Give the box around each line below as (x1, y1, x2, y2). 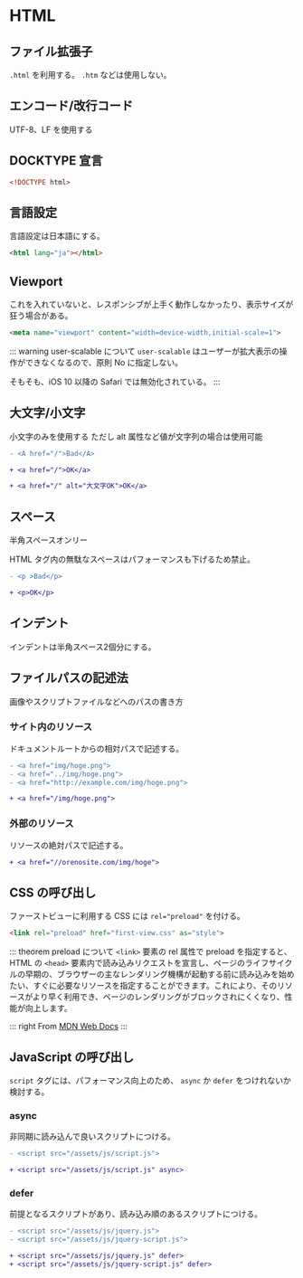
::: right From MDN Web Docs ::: (9, 1021, 128, 1032)
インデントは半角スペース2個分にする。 (9, 641, 156, 652)
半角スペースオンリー (9, 535, 89, 545)
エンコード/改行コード (9, 99, 134, 114)
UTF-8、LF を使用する (9, 124, 93, 135)
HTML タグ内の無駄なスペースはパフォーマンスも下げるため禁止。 (9, 554, 255, 565)
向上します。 (24, 1003, 72, 1014)
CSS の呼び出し (9, 885, 97, 900)
